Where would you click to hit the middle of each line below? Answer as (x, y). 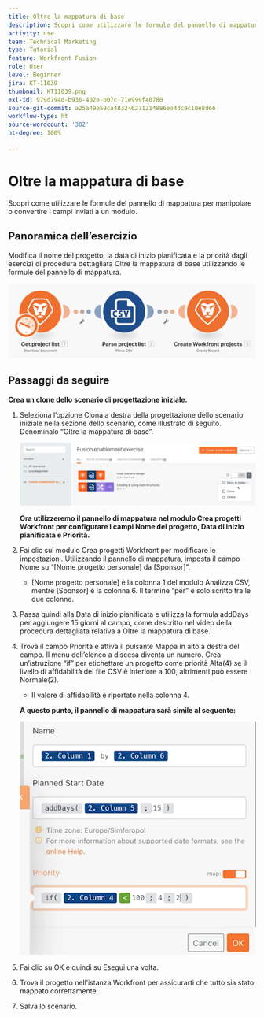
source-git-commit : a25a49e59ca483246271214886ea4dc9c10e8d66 (112, 108)
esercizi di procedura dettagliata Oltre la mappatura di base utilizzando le (127, 263)
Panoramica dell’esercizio (73, 236)
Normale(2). (39, 679)
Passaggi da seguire (59, 381)
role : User (26, 67)
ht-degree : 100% (35, 133)
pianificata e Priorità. (55, 535)
